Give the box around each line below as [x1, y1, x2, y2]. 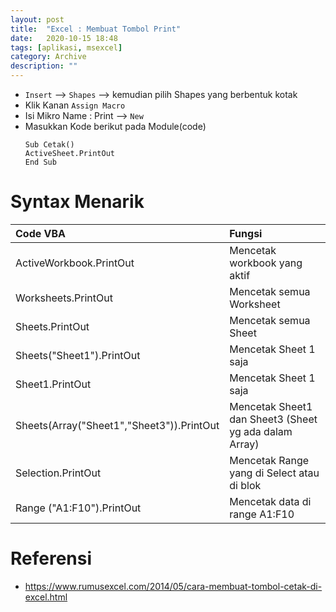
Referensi [10, 547, 93, 570]
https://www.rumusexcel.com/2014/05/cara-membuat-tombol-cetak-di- [24, 580, 323, 592]
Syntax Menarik [10, 191, 145, 213]
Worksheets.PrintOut [15, 291, 113, 305]
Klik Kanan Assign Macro [24, 99, 126, 111]
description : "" [10, 61, 78, 71]
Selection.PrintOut [15, 466, 102, 480]
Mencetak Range [229, 453, 310, 467]
